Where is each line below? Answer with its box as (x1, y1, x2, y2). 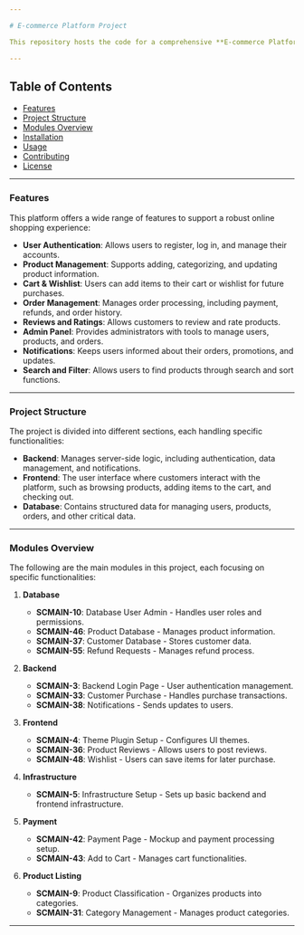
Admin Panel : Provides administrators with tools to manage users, (22, 326, 270, 337)
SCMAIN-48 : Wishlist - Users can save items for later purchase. (35, 754, 276, 765)
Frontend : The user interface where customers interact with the (22, 472, 261, 482)
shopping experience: (9, 222, 91, 233)
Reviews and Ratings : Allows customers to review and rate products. (22, 316, 281, 327)
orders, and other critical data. (22, 510, 136, 521)
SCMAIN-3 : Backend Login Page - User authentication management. (35, 681, 294, 692)
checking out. (22, 491, 74, 502)
